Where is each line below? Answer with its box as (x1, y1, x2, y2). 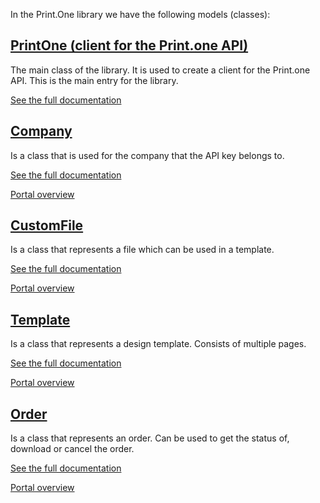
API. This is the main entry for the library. (10, 74, 179, 86)
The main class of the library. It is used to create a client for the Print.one (10, 64, 311, 76)
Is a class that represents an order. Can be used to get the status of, (10, 432, 290, 444)
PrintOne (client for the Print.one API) (10, 37, 249, 54)
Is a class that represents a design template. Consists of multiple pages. (10, 338, 307, 350)
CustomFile (10, 217, 84, 234)
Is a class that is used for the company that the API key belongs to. (10, 149, 285, 161)
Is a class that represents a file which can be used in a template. (10, 244, 275, 256)
